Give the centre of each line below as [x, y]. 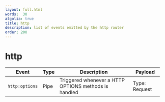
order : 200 [16, 32]
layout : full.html [24, 10]
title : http [17, 23]
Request [142, 89]
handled [69, 92]
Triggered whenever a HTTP [92, 80]
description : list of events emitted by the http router [65, 28]
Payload [145, 72]
